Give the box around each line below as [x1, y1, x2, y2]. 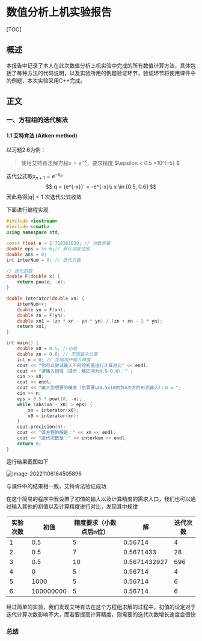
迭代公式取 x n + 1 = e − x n [6, 171, 63, 181]
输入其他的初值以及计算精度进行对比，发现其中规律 [11, 503, 138, 510]
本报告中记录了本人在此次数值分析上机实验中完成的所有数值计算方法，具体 [6, 61, 191, 69]
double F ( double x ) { [6, 273, 61, 280]
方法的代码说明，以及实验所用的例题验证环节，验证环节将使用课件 [26, 69, 191, 76]
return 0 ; [17, 441, 42, 447]
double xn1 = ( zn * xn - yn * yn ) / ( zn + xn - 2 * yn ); [17, 318, 163, 324]
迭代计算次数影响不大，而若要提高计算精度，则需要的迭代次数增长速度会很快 [6, 610, 196, 618]
